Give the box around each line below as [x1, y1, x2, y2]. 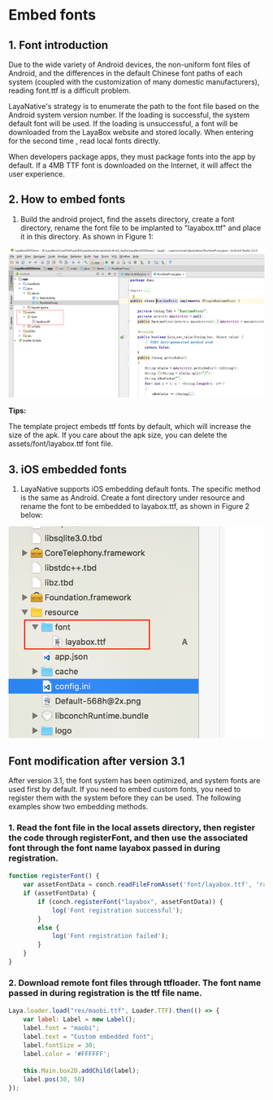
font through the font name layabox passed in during [8, 842, 221, 853]
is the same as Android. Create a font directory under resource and [19, 493, 245, 502]
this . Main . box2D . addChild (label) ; [23, 1067, 140, 1076]
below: [19, 511, 43, 520]
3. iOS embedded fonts [8, 462, 128, 476]
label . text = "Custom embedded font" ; [23, 1032, 154, 1041]
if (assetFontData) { [23, 889, 96, 897]
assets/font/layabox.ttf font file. [8, 439, 114, 449]
